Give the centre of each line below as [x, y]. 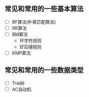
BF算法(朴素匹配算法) [34, 22]
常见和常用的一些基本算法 [44, 9]
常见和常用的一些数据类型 [44, 70]
